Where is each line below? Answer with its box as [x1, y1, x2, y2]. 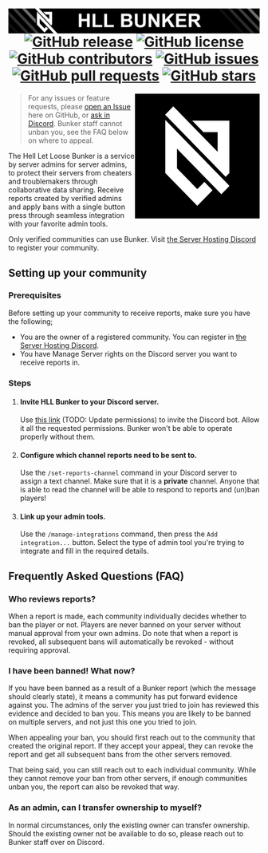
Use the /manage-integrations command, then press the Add [19, 529, 218, 539]
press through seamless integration [8, 211, 125, 220]
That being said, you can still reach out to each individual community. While [8, 765, 257, 775]
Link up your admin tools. [19, 511, 106, 521]
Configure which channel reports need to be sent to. [19, 450, 197, 460]
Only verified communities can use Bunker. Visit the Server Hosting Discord [8, 235, 257, 244]
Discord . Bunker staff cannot [27, 119, 123, 128]
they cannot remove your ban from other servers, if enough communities [8, 774, 248, 784]
